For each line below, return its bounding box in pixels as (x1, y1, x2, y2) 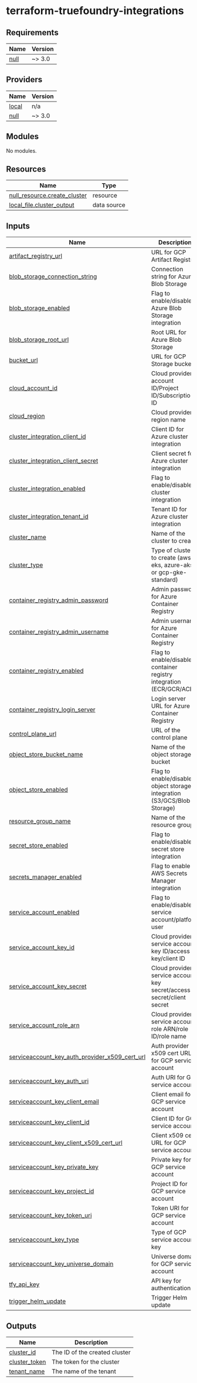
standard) (151, 576, 178, 584)
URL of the (151, 726, 181, 735)
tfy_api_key (9, 1280, 40, 1288)
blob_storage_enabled (9, 304, 70, 312)
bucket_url (9, 356, 38, 365)
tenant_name (9, 1367, 45, 1375)
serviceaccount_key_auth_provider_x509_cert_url (9, 1053, 146, 1061)
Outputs (6, 1321, 37, 1331)
